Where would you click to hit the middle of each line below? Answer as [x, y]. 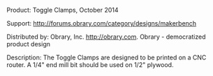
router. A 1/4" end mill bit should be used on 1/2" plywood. [90, 65]
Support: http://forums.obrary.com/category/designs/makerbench [102, 23]
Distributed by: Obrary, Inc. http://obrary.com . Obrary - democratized [106, 37]
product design [28, 44]
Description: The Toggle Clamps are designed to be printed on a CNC [106, 57]
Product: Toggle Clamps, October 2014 [63, 10]
